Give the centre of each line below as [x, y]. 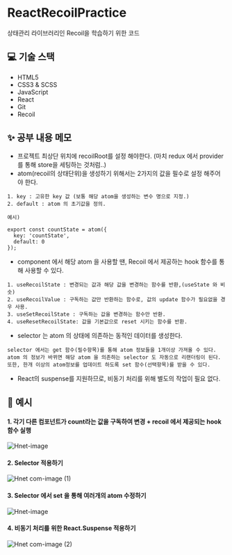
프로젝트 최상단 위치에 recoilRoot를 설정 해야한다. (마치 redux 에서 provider [121, 156]
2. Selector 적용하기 [35, 462]
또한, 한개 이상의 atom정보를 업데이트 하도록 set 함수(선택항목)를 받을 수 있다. [109, 364]
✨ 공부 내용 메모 [40, 138]
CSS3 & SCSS [37, 84]
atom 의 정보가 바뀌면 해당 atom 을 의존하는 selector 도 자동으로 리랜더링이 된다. [114, 357]
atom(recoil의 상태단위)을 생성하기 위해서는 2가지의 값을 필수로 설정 [110, 173]
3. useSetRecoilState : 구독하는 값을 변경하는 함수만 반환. [86, 314]
